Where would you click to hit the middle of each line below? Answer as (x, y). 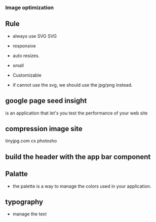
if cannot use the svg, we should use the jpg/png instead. (72, 85)
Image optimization (30, 8)
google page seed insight (46, 101)
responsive (24, 46)
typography (24, 202)
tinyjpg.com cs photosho (31, 141)
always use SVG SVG (35, 36)
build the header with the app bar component (78, 157)
